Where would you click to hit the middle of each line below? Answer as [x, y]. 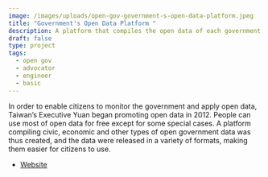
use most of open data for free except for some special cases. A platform [130, 123]
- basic [29, 83]
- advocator [36, 68]
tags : [17, 53]
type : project [32, 46]
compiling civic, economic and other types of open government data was [130, 132]
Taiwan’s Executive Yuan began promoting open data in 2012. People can [130, 114]
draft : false [30, 38]
